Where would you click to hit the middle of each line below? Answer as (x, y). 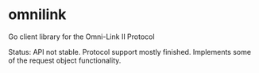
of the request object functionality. (65, 60)
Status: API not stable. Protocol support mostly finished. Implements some (130, 52)
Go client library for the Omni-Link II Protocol (81, 36)
